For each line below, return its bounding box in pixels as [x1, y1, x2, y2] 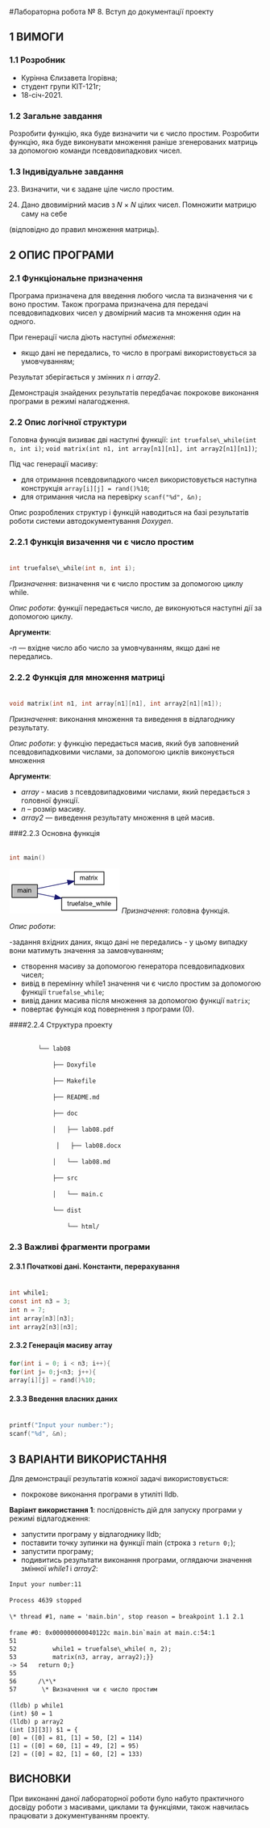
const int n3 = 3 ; [9, 1297, 71, 1305]
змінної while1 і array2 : [20, 1564, 99, 1573]
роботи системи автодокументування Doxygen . [9, 517, 174, 526]
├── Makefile [52, 1077, 96, 1086]
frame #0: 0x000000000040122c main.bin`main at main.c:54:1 [9, 1628, 216, 1636]
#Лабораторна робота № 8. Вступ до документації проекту [9, 7, 214, 16]
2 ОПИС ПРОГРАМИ [9, 248, 114, 262]
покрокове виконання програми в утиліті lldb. [20, 1489, 180, 1499]
